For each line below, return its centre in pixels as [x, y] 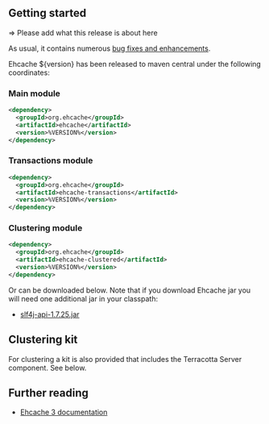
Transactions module [51, 160]
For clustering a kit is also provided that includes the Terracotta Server [125, 359]
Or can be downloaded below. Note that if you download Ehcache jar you [130, 290]
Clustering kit [43, 340]
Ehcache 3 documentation [64, 412]
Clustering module [46, 228]
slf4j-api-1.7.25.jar [50, 314]
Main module [34, 94]
